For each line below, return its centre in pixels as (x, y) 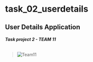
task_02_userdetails (47, 9)
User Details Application (43, 27)
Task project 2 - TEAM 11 (30, 40)
